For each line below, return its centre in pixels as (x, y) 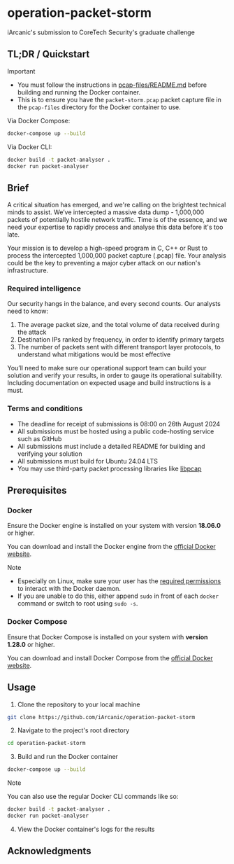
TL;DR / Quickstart (49, 54)
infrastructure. (28, 270)
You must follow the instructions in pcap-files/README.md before (112, 85)
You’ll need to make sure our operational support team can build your (107, 368)
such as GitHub (39, 438)
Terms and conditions (45, 409)
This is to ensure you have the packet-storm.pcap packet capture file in (119, 99)
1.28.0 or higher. (31, 644)
